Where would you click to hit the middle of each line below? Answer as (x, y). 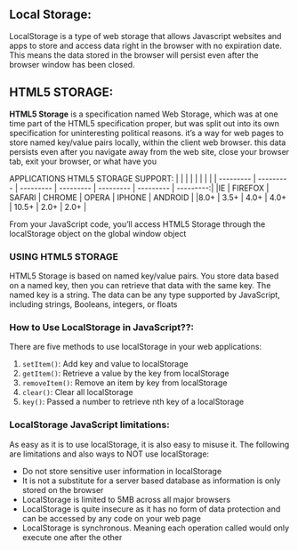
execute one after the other (72, 537)
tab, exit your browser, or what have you (83, 161)
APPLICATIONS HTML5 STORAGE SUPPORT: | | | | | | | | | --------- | (133, 178)
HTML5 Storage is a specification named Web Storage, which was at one (144, 114)
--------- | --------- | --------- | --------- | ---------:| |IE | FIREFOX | (144, 188)
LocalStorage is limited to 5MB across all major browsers (126, 499)
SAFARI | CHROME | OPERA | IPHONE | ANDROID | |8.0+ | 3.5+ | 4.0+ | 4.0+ (148, 197)
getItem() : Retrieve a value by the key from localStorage (125, 374)
